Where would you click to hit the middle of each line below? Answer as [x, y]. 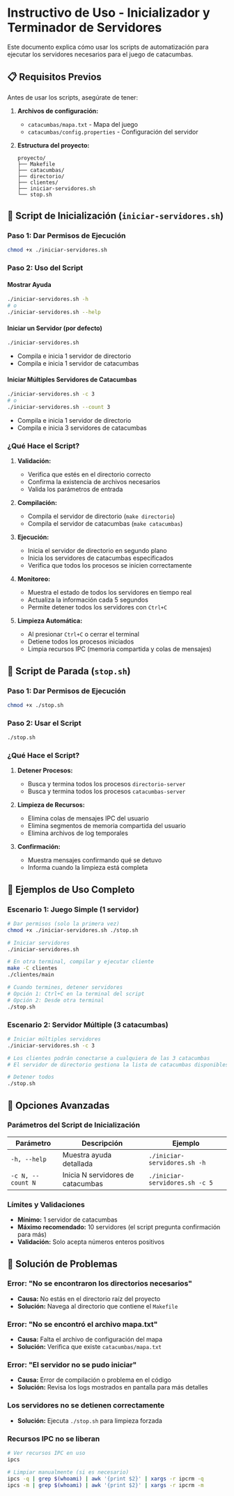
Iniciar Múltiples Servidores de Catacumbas [72, 379]
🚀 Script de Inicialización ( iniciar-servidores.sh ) [116, 216]
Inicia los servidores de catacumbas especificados [101, 558]
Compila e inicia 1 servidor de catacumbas [78, 364]
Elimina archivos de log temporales [78, 833]
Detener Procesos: [45, 770]
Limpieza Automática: [50, 621]
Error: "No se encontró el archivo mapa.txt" [83, 1324]
